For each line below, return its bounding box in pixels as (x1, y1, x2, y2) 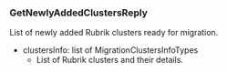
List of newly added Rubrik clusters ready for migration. (9, 27, 219, 38)
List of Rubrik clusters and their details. (36, 55, 184, 66)
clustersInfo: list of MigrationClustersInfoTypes (22, 45, 199, 56)
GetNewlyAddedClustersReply (9, 6, 149, 19)
